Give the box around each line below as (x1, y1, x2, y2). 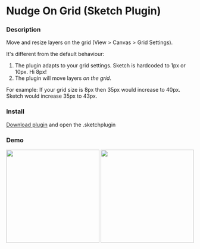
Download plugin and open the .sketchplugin (6, 121, 116, 128)
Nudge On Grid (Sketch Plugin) (6, 4, 161, 18)
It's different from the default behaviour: (6, 51, 105, 58)
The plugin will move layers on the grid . (14, 74, 112, 82)
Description (6, 26, 41, 34)
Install (6, 107, 25, 116)
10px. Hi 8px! (14, 69, 47, 76)
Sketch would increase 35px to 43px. (6, 92, 98, 99)
